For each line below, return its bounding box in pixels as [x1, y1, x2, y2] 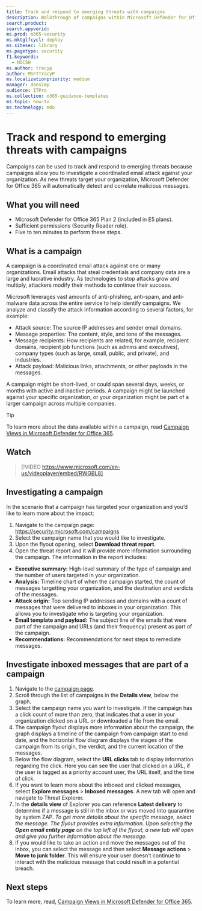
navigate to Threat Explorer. [14, 794, 84, 801]
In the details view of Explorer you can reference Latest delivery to [14, 801, 183, 808]
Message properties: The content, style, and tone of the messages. [14, 330, 182, 338]
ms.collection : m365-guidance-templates [6, 93, 109, 99]
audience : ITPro [6, 88, 47, 94]
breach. [14, 865, 34, 872]
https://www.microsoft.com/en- [41, 463, 121, 470]
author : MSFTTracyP [6, 71, 55, 77]
